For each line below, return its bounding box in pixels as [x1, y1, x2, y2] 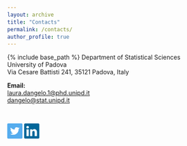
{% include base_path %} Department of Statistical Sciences [7, 53, 181, 62]
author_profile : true [7, 33, 70, 40]
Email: [7, 81, 26, 90]
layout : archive [7, 11, 54, 18]
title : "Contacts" [7, 18, 60, 26]
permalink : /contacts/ [7, 26, 73, 33]
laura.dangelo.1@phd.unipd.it [7, 89, 90, 97]
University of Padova [7, 60, 67, 69]
